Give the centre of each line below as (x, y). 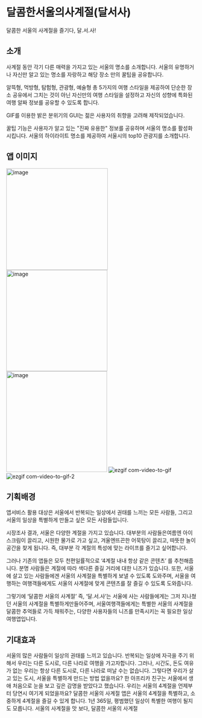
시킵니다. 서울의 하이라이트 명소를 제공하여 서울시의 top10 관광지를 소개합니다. (98, 135)
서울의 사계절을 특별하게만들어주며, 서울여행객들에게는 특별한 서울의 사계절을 (103, 604)
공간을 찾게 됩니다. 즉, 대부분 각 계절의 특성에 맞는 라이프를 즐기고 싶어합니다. (97, 548)
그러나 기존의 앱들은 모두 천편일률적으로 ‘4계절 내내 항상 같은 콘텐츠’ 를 (90, 561)
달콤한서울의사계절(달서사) (69, 12)
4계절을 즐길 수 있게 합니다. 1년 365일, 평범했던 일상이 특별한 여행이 (102, 701)
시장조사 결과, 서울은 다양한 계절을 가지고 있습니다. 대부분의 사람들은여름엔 (94, 533)
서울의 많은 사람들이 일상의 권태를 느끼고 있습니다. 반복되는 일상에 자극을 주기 (97, 656)
